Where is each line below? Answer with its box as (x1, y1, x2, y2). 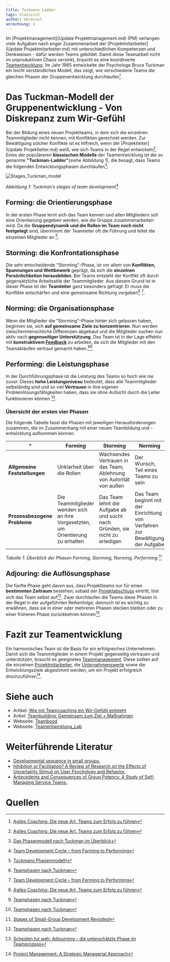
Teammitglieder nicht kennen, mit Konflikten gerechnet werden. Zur (6, 135, 146, 141)
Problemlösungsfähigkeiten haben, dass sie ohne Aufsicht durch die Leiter (6, 389, 160, 395)
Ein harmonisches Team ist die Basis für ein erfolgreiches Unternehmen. (6, 645, 156, 651)
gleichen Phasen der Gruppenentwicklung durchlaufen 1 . (6, 73, 123, 80)
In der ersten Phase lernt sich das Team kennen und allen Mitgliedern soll (6, 211, 158, 217)
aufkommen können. (32, 430, 75, 436)
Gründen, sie (98, 525, 130, 532)
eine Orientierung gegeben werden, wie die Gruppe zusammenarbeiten (6, 217, 154, 223)
